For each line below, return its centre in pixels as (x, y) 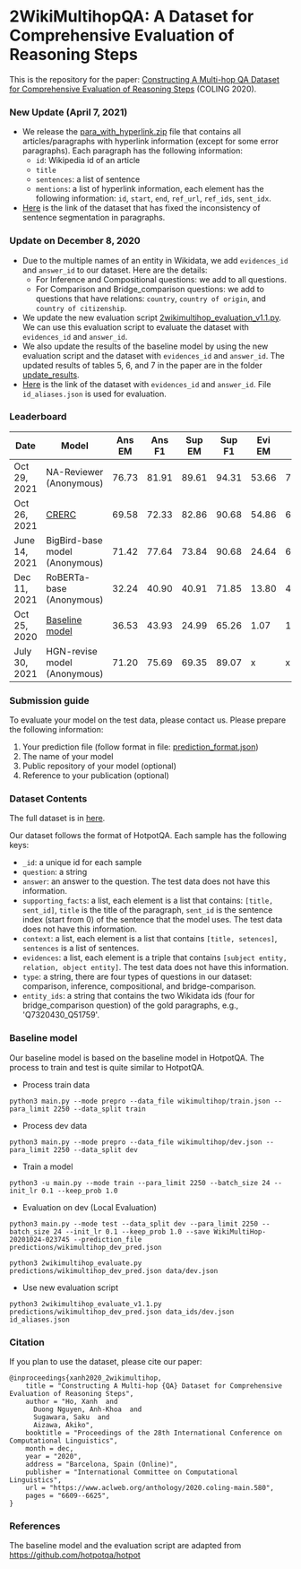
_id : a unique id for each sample (82, 863)
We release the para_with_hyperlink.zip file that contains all (132, 132)
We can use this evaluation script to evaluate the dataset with (135, 327)
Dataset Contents (48, 799)
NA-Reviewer (75, 472)
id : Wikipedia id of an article (88, 160)
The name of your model (68, 757)
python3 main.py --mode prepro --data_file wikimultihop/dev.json (136, 1142)
